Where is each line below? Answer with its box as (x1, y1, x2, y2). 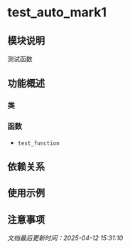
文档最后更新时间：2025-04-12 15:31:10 (7, 234, 124, 242)
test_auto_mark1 (7, 4, 107, 21)
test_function (17, 140, 60, 147)
